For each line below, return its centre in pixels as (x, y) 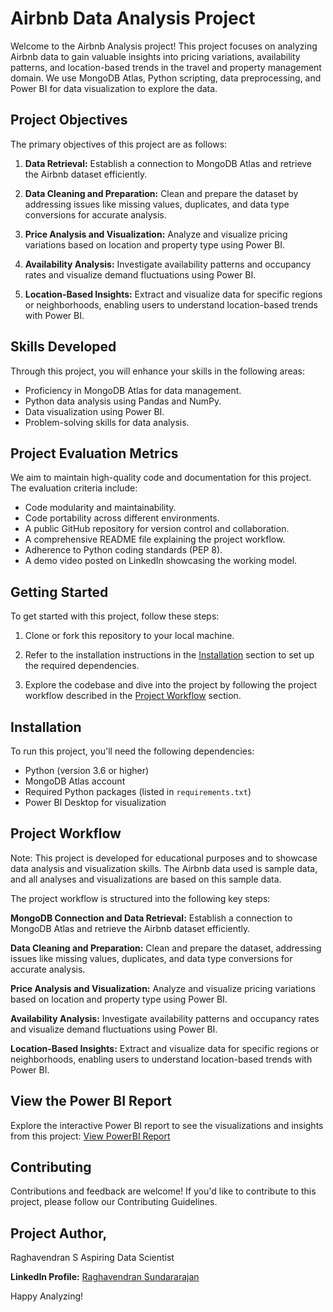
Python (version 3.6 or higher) (87, 770)
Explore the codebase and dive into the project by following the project (171, 685)
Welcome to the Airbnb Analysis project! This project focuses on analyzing (164, 46)
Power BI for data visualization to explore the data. (114, 88)
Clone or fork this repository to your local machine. (129, 636)
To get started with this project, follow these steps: (115, 616)
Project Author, (59, 1233)
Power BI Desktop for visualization (95, 802)
